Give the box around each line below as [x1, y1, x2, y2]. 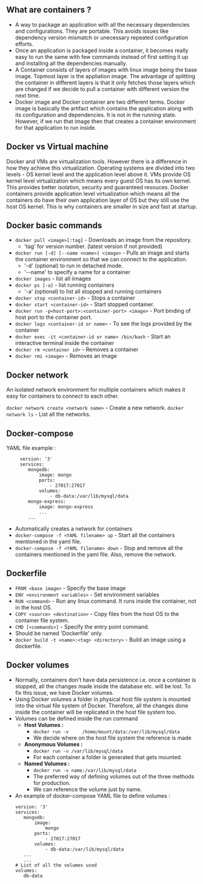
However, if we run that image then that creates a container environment [15, 118, 196, 125]
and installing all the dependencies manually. [15, 59, 127, 67]
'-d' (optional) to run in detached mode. [24, 262, 123, 269]
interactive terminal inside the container [15, 340, 115, 347]
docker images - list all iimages [15, 275, 92, 283]
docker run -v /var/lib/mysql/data [33, 748, 123, 754]
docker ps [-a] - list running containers [15, 281, 115, 289]
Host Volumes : [24, 721, 64, 728]
